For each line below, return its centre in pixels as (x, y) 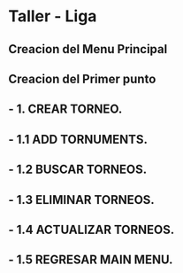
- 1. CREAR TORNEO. (65, 109)
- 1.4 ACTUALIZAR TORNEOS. (91, 229)
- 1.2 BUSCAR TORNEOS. (78, 170)
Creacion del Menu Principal (88, 49)
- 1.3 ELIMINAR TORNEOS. (82, 200)
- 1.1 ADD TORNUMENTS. (78, 139)
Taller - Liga (53, 16)
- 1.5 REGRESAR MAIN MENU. (91, 260)
